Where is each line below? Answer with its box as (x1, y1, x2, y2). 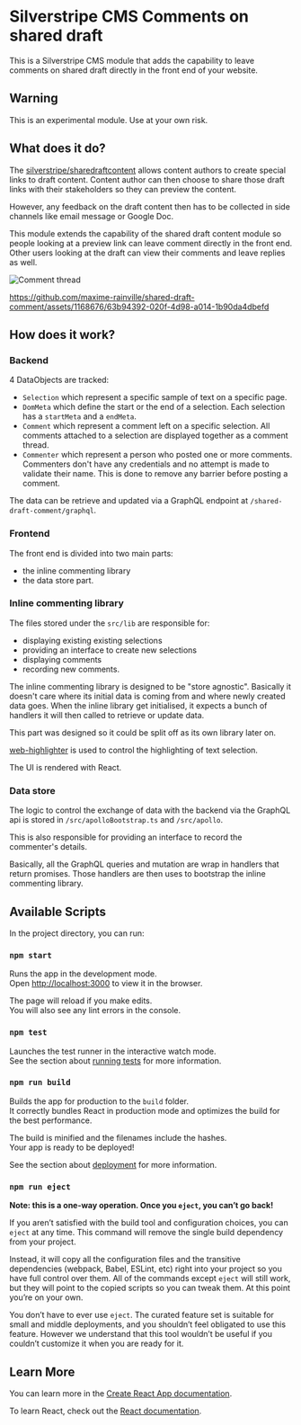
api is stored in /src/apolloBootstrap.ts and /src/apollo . (9, 815, 224, 825)
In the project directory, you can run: (9, 928, 145, 939)
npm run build (9, 1077, 71, 1088)
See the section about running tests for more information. (9, 1055, 222, 1066)
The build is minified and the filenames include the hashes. (9, 1132, 227, 1143)
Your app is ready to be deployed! (9, 1142, 135, 1153)
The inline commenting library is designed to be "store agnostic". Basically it (9, 681, 292, 691)
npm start (9, 950, 52, 960)
